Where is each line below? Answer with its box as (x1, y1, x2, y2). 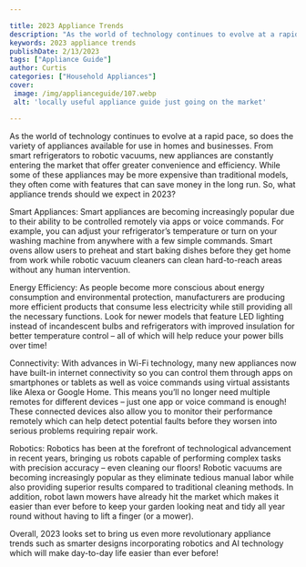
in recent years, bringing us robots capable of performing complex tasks (9, 452, 281, 463)
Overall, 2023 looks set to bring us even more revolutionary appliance (9, 528, 271, 539)
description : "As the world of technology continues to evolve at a (9, 29, 275, 39)
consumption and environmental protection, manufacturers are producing (9, 291, 285, 302)
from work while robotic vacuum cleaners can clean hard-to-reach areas (9, 254, 282, 265)
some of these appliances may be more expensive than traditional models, (9, 169, 289, 180)
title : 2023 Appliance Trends (9, 21, 125, 30)
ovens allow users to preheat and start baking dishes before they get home (9, 245, 291, 256)
